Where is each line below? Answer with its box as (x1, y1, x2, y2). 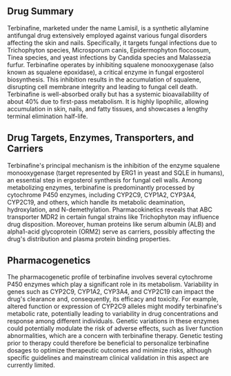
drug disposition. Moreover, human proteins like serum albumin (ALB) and (7, 220, 217, 228)
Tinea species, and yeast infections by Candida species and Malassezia (7, 53, 212, 62)
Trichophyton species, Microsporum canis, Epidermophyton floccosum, (7, 46, 211, 54)
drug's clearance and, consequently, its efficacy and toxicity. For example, (7, 295, 219, 303)
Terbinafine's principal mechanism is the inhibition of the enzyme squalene (7, 161, 221, 169)
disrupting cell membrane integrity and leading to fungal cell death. (7, 82, 198, 91)
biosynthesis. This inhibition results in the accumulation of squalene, (7, 75, 201, 84)
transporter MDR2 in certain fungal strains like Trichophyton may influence (7, 212, 219, 220)
